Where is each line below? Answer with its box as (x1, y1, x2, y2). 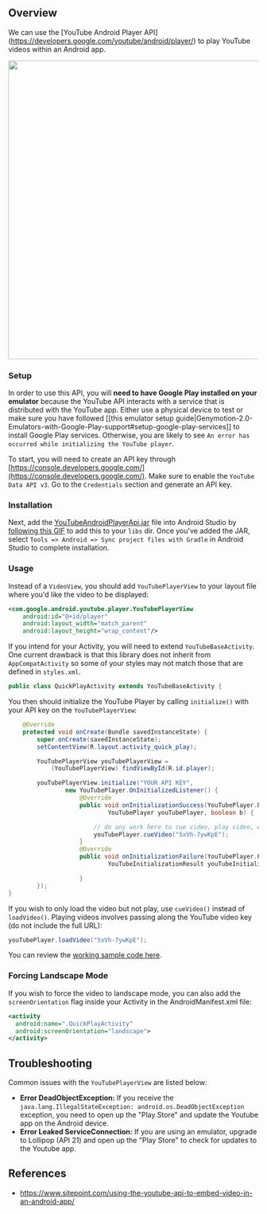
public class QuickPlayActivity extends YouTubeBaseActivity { (8, 683, 222, 691)
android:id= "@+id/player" (22, 613, 109, 621)
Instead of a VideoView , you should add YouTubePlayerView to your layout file (8, 581, 257, 590)
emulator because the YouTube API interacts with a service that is (8, 397, 225, 406)
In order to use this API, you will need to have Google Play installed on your (8, 388, 257, 397)
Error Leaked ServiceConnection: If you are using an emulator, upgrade (19, 1127, 257, 1137)
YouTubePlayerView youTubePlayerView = (37, 757, 169, 766)
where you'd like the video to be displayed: (8, 589, 149, 599)
